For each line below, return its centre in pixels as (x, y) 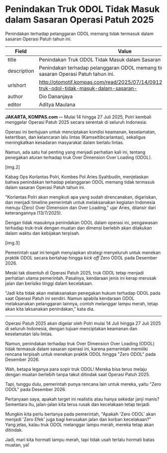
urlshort (17, 85)
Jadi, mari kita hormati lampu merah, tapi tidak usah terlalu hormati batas (80, 440)
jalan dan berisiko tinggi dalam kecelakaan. (49, 283)
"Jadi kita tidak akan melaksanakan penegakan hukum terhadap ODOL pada (83, 293)
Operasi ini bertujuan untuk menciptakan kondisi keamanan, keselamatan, (81, 132)
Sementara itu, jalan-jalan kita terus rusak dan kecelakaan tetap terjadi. (78, 404)
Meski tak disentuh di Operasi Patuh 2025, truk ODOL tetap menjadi (75, 272)
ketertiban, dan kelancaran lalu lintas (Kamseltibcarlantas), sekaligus (75, 137)
